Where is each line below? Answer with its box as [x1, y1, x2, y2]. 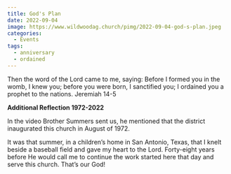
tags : [7, 43, 23, 50]
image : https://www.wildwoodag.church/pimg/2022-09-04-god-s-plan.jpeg [7, 23, 221, 30]
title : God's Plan [7, 10, 61, 17]
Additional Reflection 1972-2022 [7, 103, 104, 112]
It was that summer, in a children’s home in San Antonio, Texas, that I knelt [7, 138, 222, 146]
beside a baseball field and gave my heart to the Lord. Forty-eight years [7, 145, 216, 154]
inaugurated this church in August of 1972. [7, 124, 130, 133]
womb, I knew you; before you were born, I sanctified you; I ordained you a [7, 82, 225, 91]
